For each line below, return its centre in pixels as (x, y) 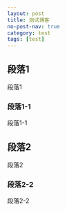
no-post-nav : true (33, 26)
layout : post (26, 13)
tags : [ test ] (26, 39)
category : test (29, 33)
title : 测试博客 (28, 20)
